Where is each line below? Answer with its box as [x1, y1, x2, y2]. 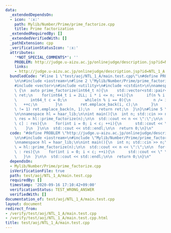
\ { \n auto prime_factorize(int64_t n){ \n [14, 88, 108, 93]
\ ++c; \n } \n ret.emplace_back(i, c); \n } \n [14, 102, 158, 107]
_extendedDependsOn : [10, 12, 53, 17]
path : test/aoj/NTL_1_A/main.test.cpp [10, 173, 93, 178]
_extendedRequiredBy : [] [10, 31, 63, 36]
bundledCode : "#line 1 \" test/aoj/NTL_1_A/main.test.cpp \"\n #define [10, 74, 158, 79]
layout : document [5, 201, 42, 207]
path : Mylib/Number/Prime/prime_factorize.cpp [14, 21, 115, 27]
